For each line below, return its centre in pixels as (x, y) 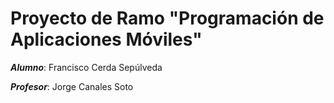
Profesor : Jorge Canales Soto (72, 86)
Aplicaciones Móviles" (106, 39)
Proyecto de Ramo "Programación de (167, 18)
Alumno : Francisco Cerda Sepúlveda (86, 67)
